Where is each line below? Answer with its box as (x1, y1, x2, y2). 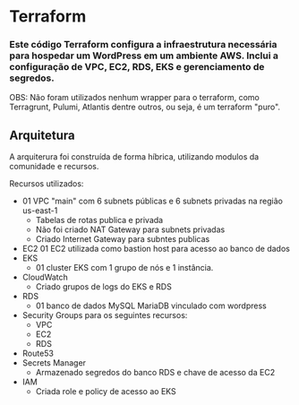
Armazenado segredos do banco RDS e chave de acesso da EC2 (35, 367, 276, 378)
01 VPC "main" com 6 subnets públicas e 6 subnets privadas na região (21, 195, 284, 207)
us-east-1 (21, 205, 58, 216)
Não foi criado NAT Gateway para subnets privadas (35, 224, 226, 235)
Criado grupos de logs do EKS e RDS (35, 281, 172, 292)
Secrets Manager (21, 358, 87, 368)
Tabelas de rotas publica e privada (35, 215, 164, 226)
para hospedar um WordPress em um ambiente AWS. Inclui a (9, 49, 279, 62)
